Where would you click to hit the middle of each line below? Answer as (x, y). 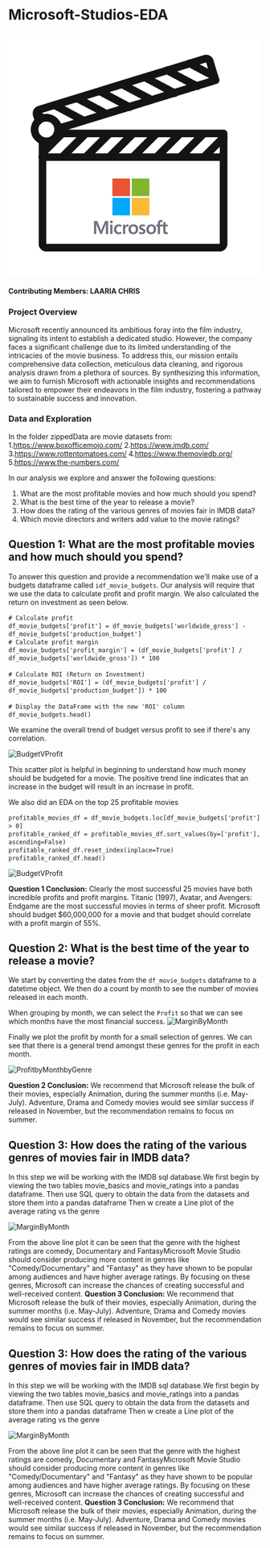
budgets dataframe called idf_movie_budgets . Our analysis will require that (131, 585)
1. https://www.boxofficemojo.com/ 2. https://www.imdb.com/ (108, 445)
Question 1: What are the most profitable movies (132, 544)
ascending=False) (37, 842)
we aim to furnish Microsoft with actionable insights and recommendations (132, 381)
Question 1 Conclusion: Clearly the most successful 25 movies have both (131, 889)
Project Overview (43, 312)
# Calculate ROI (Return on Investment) (77, 674)
